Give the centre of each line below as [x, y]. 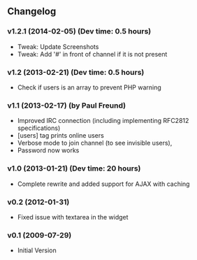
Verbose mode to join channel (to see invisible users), [95, 143]
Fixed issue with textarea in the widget [73, 217]
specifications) [39, 128]
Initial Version [37, 250]
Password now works [48, 150]
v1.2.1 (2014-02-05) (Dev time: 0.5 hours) [79, 31]
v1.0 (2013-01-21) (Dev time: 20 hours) [74, 168]
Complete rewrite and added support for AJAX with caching [103, 184]
